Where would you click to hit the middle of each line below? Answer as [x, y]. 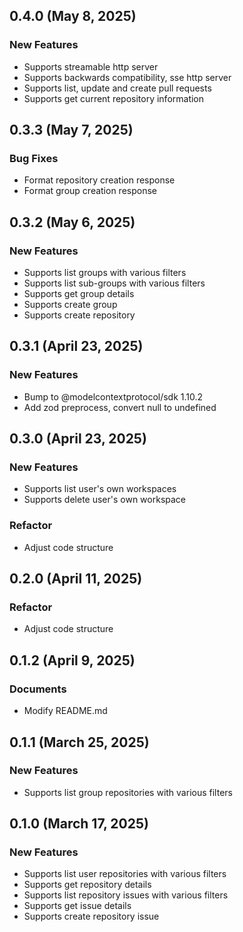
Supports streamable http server [91, 66]
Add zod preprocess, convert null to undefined [120, 407]
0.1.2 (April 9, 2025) [72, 660]
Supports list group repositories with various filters [128, 792]
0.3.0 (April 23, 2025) [78, 439]
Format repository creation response [99, 180]
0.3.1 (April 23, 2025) [76, 346]
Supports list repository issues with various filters [126, 895]
